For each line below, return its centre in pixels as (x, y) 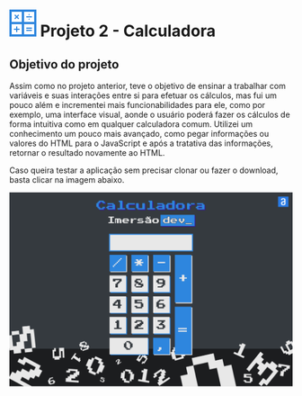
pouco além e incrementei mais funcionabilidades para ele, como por (138, 105)
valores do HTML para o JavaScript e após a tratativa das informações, (141, 143)
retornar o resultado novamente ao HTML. (87, 153)
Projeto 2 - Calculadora (128, 31)
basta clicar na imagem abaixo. (67, 180)
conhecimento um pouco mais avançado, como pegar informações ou (139, 134)
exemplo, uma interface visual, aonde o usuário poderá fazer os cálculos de (150, 114)
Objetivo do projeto (64, 64)
